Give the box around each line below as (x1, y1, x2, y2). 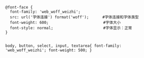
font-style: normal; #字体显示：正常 (10, 25, 132, 31)
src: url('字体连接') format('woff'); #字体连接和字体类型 (10, 15, 139, 20)
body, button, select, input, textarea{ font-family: (5, 43, 122, 48)
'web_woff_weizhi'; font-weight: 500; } (5, 48, 93, 53)
